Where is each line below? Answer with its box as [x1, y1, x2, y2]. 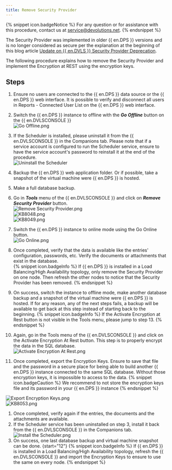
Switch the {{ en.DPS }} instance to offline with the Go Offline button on [13, 112, 164, 118]
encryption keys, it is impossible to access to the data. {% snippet [13, 375, 152, 381]
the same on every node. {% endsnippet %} [13, 459, 106, 465]
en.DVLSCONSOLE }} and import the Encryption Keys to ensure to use [13, 454, 161, 460]
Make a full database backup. [13, 185, 76, 191]
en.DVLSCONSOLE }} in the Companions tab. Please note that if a [13, 138, 152, 144]
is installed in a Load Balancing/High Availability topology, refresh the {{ [13, 449, 164, 455]
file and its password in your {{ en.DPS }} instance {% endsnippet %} [13, 385, 159, 391]
